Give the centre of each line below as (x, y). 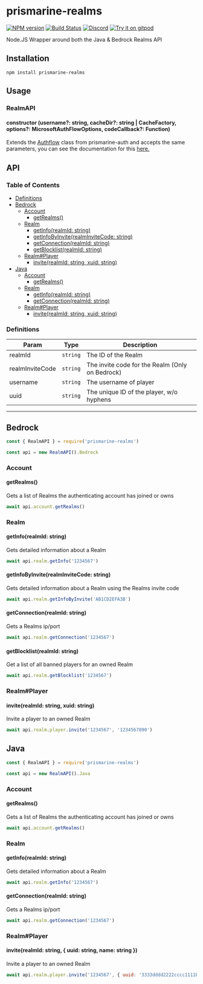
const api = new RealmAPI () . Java (48, 773)
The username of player (121, 382)
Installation (28, 59)
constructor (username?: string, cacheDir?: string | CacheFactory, (92, 123)
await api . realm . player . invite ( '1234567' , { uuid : (71, 975)
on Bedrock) (104, 373)
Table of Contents (33, 185)
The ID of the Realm (115, 355)
